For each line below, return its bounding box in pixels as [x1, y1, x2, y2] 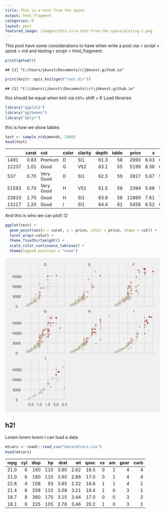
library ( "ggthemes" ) [5, 110, 48, 115]
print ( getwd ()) [5, 58, 36, 63]
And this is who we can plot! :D [5, 212, 68, 218]
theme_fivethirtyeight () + [9, 238, 65, 243]
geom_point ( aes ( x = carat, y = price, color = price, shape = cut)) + [9, 228, 157, 233]
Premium [40, 157, 59, 163]
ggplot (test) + [5, 223, 36, 228]
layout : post [5, 24, 32, 28]
